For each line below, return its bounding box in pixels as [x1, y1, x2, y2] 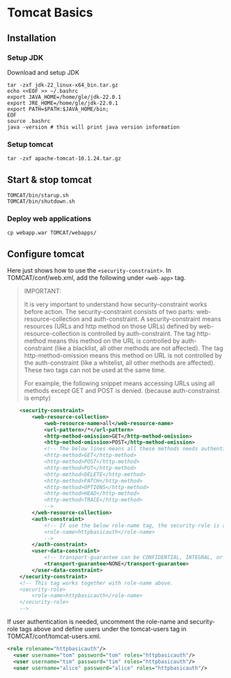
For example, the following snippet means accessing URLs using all [23, 379, 215, 387]
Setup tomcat [7, 139, 54, 149]
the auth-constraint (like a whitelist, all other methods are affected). [23, 359, 215, 367]
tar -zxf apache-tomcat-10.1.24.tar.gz [7, 155, 122, 162]
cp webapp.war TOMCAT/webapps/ [7, 229, 97, 236]
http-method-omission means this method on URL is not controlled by [23, 352, 222, 360]
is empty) [23, 394, 52, 403]
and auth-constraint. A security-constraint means [81, 315, 221, 324]
